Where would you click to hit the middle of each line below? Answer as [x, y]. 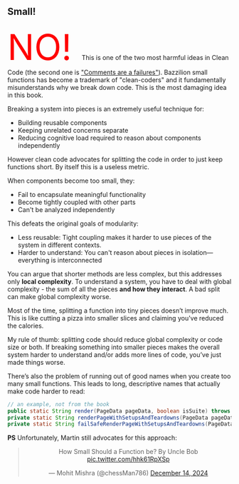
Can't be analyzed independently [66, 209]
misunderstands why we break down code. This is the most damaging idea [117, 87]
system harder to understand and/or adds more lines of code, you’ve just [115, 354]
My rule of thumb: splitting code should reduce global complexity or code [115, 339]
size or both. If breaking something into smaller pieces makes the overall [114, 347]
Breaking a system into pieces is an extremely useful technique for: [106, 109]
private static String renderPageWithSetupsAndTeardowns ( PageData [108, 418]
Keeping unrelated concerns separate [73, 130]
